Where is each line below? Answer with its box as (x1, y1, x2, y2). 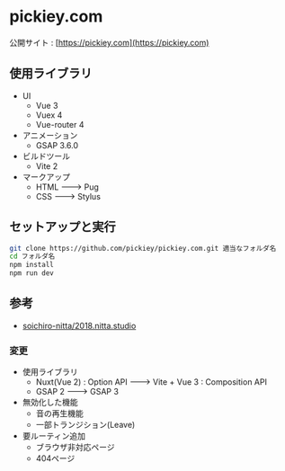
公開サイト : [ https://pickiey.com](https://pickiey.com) (9, 37, 209, 48)
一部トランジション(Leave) (35, 420, 136, 431)
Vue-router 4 (35, 119, 85, 129)
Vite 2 (35, 160, 58, 172)
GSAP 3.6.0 (35, 139, 79, 150)
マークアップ (22, 171, 70, 182)
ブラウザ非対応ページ (35, 442, 115, 453)
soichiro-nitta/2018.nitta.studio (22, 320, 137, 331)
